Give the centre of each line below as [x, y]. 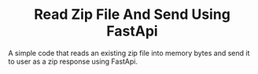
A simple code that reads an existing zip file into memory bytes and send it [129, 53]
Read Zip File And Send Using [132, 15]
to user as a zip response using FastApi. [73, 61]
